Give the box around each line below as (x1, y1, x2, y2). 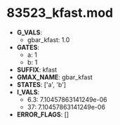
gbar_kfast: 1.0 (27, 35, 70, 44)
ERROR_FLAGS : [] (16, 110, 69, 119)
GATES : (16, 43, 40, 51)
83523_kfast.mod (6, 5, 114, 21)
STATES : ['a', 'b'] (16, 80, 67, 88)
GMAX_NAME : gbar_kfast (16, 72, 93, 81)
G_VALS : (16, 28, 43, 37)
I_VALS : (16, 88, 40, 96)
